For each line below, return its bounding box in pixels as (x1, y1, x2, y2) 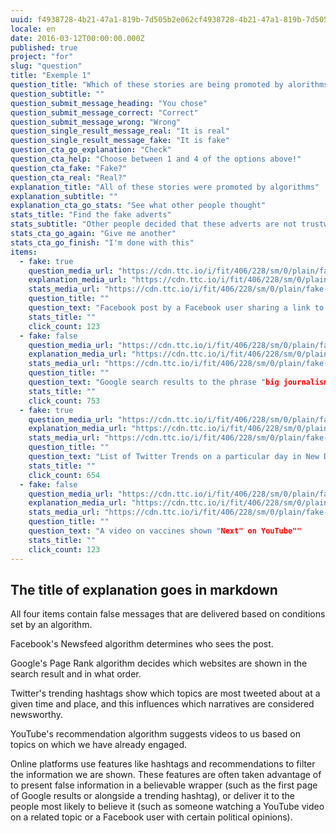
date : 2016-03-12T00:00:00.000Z (10, 33, 145, 43)
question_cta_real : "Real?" (10, 172, 128, 183)
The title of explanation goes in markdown (10, 581, 278, 598)
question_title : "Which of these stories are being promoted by (10, 80, 284, 90)
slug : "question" (10, 61, 83, 71)
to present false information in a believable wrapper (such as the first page (10, 779, 318, 791)
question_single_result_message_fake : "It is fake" (10, 136, 230, 146)
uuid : (10, 14, 33, 25)
